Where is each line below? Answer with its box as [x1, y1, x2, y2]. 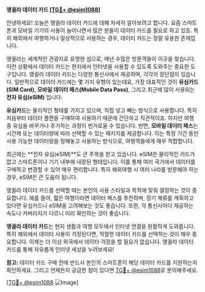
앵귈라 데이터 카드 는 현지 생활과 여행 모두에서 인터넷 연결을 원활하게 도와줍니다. [6, 223, 195, 230]
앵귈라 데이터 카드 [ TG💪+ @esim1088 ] [6, 6, 101, 13]
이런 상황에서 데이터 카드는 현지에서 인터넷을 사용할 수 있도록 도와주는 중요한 [6, 63, 190, 70]
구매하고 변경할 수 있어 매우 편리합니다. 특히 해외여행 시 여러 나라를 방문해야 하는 [6, 166, 199, 173]
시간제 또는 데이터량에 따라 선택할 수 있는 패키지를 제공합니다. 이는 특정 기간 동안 [6, 130, 199, 137]
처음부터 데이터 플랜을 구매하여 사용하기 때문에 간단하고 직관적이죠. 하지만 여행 [6, 114, 195, 122]
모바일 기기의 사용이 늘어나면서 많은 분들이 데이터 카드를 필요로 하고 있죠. [17, 27, 193, 34]
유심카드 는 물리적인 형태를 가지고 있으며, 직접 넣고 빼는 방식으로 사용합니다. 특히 [6, 107, 198, 114]
